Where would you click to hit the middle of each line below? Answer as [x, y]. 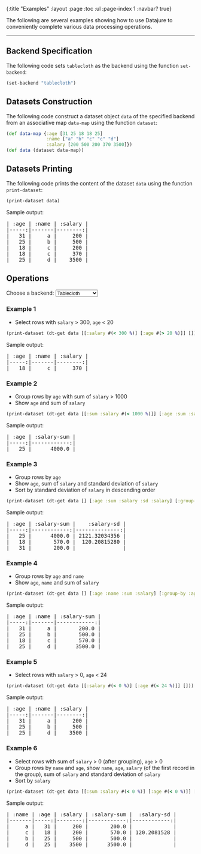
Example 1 [21, 309]
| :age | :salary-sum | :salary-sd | [66, 524]
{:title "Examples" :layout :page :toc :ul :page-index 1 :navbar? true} [89, 9]
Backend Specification [49, 51]
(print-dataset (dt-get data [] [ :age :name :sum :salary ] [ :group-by [96, 594]
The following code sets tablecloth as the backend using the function [93, 65]
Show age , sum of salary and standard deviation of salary [86, 484]
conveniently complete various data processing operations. [79, 27]
